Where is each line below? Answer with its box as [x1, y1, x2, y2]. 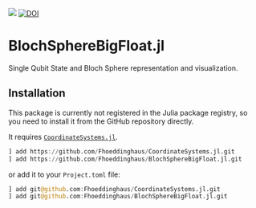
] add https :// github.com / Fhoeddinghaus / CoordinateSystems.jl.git [8, 147, 235, 156]
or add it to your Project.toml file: [8, 169, 120, 179]
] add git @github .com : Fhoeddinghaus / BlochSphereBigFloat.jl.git [8, 193, 228, 201]
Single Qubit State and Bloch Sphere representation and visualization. [8, 63, 238, 72]
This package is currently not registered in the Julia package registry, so [8, 108, 248, 117]
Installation [8, 87, 66, 100]
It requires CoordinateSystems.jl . [8, 132, 118, 141]
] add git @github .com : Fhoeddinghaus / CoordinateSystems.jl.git [8, 185, 221, 193]
